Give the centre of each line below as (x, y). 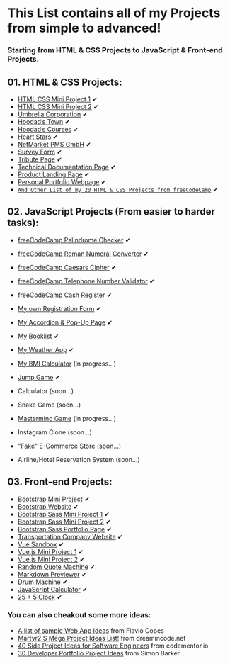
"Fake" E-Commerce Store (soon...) (69, 446)
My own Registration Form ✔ (59, 308)
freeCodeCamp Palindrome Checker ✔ (74, 240)
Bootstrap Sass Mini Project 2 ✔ (64, 522)
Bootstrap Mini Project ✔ (53, 499)
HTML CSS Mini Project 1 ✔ (57, 99)
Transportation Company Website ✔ (70, 536)
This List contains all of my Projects (114, 13)
